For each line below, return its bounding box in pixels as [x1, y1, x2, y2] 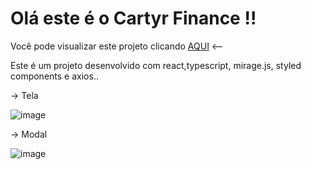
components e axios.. [10, 70, 99, 82]
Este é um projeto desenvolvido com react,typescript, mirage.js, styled [10, 59, 302, 71]
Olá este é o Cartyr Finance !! [10, 7, 257, 30]
